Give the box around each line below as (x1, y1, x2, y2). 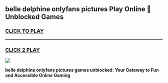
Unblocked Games (5, 13, 64, 21)
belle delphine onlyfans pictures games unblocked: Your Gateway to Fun (5, 67, 159, 73)
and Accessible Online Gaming (5, 72, 70, 78)
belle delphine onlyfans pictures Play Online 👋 (5, 5, 151, 13)
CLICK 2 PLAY (5, 46, 40, 53)
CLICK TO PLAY (5, 28, 44, 35)
